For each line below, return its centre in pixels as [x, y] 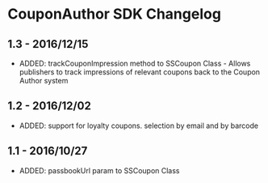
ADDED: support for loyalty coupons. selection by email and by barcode [139, 126]
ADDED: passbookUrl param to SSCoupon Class [99, 170]
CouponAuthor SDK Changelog [114, 14]
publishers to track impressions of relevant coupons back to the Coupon [139, 72]
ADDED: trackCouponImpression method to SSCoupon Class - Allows [135, 63]
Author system [44, 81]
